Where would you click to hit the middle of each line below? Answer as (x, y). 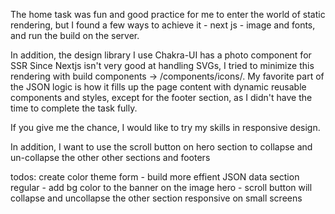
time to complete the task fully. (74, 108)
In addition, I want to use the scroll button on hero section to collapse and (161, 147)
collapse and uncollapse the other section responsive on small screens (156, 198)
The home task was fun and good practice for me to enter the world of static (168, 14)
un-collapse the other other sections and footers (110, 157)
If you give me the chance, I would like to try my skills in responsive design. (165, 127)
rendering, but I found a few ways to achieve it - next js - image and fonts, (163, 25)
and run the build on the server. (75, 35)
